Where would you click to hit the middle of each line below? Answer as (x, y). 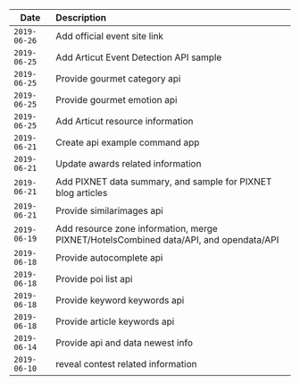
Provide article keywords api (115, 321)
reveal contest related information (127, 364)
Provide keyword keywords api (120, 300)
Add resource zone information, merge (137, 229)
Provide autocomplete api (109, 257)
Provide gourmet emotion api (117, 100)
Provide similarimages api (109, 211)
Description (81, 17)
